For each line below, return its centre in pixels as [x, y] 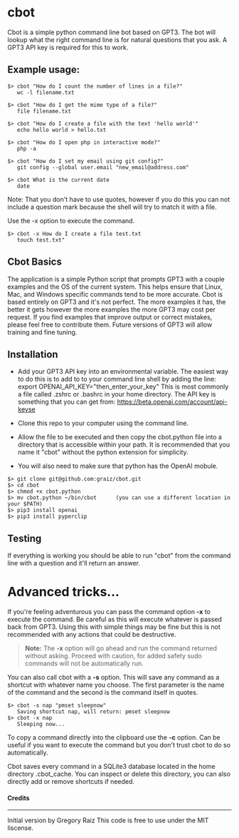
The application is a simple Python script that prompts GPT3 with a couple [116, 279]
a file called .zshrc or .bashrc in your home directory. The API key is [117, 394]
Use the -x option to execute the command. [71, 220]
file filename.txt [44, 111]
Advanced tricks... [63, 592]
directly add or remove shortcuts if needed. [71, 782]
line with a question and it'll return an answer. [74, 563]
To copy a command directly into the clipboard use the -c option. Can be [114, 737]
